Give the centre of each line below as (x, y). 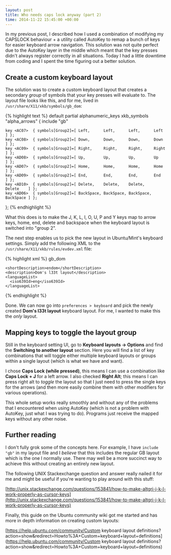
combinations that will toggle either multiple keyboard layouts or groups (81, 356)
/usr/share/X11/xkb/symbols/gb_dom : (44, 106)
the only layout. (21, 316)
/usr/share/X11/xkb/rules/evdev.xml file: (49, 249)
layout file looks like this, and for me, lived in (52, 101)
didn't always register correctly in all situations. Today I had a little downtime (86, 56)
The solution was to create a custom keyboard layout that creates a (76, 90)
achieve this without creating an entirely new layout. (60, 463)
